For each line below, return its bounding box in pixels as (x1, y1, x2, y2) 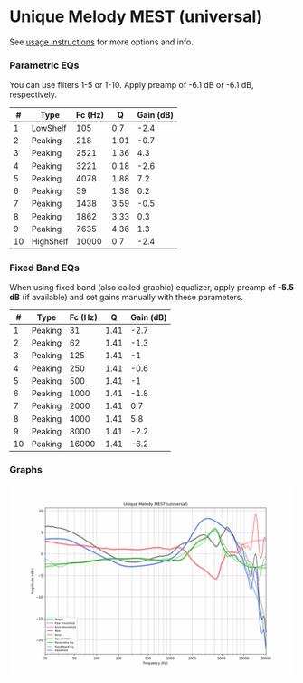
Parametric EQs (9, 59, 80, 72)
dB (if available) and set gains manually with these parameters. (9, 292, 244, 303)
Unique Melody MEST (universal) (9, 6, 263, 27)
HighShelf (31, 236, 69, 247)
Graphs (9, 463, 43, 476)
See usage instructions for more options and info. (9, 36, 194, 47)
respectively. (9, 89, 57, 101)
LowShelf (31, 122, 67, 133)
